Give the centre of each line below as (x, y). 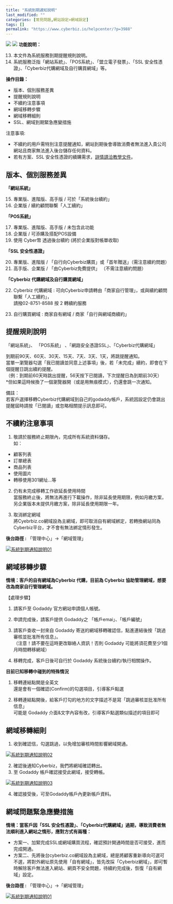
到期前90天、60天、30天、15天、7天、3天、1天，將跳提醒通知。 (74, 356)
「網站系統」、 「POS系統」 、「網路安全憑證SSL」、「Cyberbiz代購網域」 (82, 345)
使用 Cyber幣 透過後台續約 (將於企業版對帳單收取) (66, 240)
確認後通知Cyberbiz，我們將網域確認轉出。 (59, 766)
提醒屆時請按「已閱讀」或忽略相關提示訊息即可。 (57, 405)
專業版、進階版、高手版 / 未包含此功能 (54, 227)
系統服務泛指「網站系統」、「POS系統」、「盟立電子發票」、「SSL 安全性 (86, 62)
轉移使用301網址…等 (35, 480)
